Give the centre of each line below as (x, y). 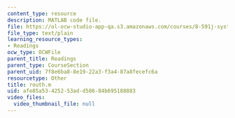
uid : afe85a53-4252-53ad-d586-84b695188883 (72, 91)
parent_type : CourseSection (48, 65)
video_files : (26, 98)
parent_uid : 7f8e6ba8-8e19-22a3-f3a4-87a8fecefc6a (83, 71)
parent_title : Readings (42, 59)
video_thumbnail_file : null (55, 104)
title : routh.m (29, 85)
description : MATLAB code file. (54, 20)
